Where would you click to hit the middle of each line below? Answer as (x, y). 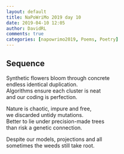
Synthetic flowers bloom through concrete (58, 78)
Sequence (26, 64)
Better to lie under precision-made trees (55, 121)
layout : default (26, 12)
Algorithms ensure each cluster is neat (54, 91)
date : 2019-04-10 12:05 (36, 23)
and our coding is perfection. (42, 97)
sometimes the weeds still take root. (50, 145)
